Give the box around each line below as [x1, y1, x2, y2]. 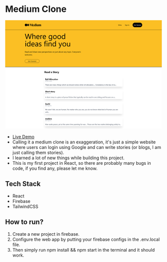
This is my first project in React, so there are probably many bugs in [12, 160, 152, 166]
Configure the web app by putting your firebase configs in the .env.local [12, 236, 160, 242]
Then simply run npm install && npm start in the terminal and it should [12, 247, 155, 253]
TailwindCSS [12, 203, 39, 209]
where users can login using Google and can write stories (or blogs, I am [12, 144, 162, 150]
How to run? [5, 218, 44, 226]
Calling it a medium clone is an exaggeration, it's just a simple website [12, 139, 156, 145]
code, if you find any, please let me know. [12, 165, 98, 171]
